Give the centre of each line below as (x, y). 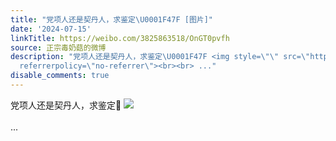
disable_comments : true (60, 76)
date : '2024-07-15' (51, 29)
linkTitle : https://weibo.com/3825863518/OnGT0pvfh (120, 38)
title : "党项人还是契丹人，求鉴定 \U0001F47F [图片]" (112, 19)
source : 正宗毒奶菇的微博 (58, 47)
